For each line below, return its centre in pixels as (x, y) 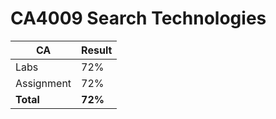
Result (97, 50)
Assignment (43, 83)
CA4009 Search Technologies (138, 18)
